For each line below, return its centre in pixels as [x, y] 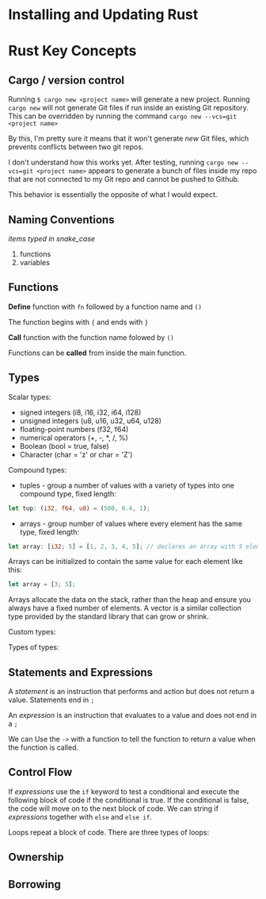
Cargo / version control [66, 80]
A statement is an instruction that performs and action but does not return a [131, 692]
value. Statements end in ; [51, 700]
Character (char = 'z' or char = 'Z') [76, 454]
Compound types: [38, 469]
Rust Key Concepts [72, 51]
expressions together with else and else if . [80, 816]
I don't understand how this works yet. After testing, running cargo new [123, 162]
